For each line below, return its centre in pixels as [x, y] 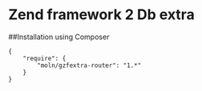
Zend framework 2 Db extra [101, 15]
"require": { [44, 58]
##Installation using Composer [59, 37]
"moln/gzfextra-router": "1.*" [89, 65]
